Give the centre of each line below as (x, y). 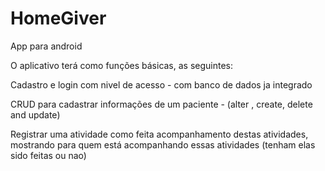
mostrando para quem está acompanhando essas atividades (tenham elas (163, 144)
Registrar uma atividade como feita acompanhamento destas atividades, (159, 134)
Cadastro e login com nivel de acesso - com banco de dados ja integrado (161, 84)
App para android (46, 46)
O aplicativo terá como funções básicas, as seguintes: (122, 65)
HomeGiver (58, 18)
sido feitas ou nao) (48, 155)
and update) (35, 114)
